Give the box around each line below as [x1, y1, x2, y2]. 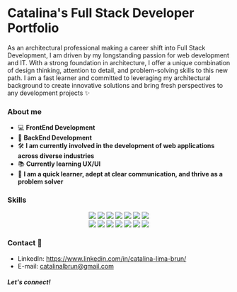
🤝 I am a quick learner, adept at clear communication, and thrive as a [17, 170, 223, 179]
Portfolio [7, 20, 59, 36]
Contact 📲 [7, 238, 42, 248]
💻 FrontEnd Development [17, 123, 96, 132]
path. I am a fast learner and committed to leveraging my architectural [7, 73, 211, 82]
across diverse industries [17, 152, 95, 160]
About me [7, 106, 42, 116]
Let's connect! [7, 278, 51, 286]
